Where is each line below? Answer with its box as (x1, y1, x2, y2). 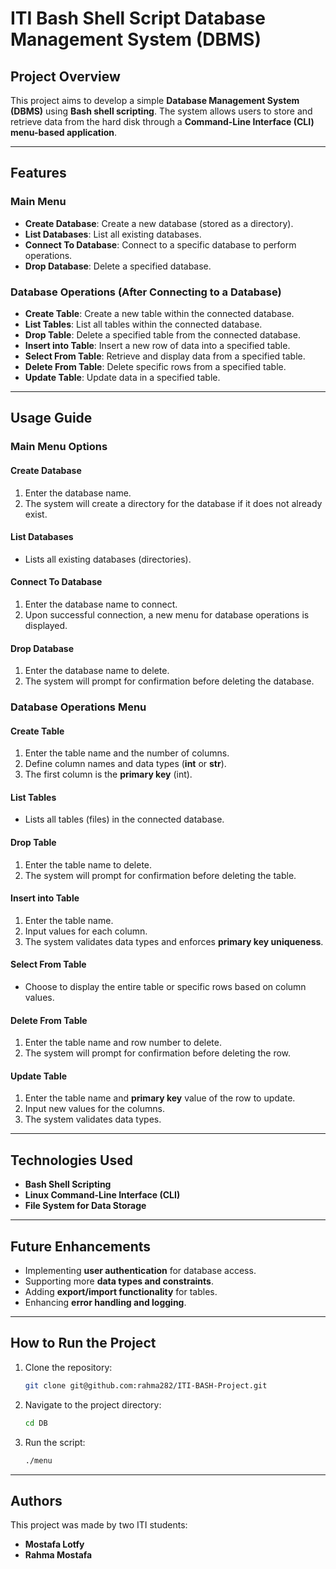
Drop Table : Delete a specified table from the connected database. (24, 328, 301, 341)
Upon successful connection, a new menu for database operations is (24, 608, 310, 621)
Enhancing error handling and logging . (24, 1297, 187, 1309)
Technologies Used (10, 1152, 133, 1169)
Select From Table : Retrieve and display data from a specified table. (24, 350, 306, 362)
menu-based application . (10, 127, 118, 138)
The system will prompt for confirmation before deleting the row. (24, 1047, 292, 1059)
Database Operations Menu (10, 700, 147, 714)
